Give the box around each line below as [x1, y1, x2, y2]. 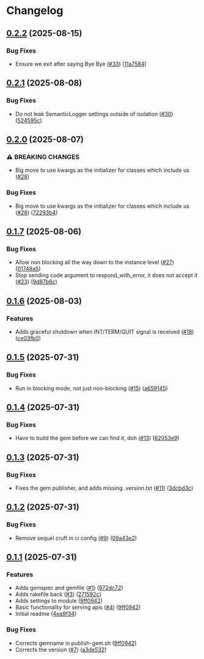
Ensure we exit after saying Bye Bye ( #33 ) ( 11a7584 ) [15, 60, 147, 67]
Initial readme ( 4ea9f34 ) [15, 610, 77, 617]
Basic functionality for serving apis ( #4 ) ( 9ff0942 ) [15, 603, 141, 611]
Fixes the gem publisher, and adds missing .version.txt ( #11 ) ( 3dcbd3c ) [15, 484, 194, 491]
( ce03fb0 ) [15, 334, 42, 342]
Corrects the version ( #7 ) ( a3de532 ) [15, 646, 107, 653]
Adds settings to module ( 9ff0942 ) [15, 597, 103, 605]
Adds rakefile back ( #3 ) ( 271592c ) [15, 591, 102, 598]
